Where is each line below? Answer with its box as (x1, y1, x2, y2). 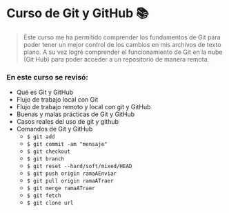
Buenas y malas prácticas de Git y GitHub (16, 110, 135, 118)
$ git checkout (26, 148, 70, 156)
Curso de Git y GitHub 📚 (6, 6, 149, 21)
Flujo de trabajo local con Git (16, 95, 99, 104)
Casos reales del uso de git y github (16, 118, 119, 126)
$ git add (26, 133, 56, 140)
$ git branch (26, 156, 65, 163)
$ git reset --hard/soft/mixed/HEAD (26, 163, 132, 170)
